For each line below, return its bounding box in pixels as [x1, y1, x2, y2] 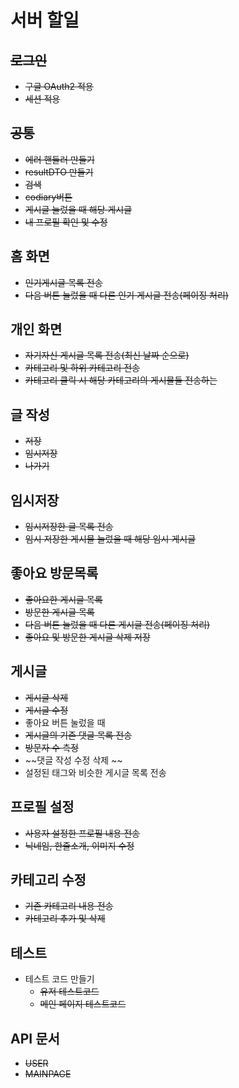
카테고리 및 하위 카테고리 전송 [24, 362, 140, 374]
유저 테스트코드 [39, 986, 100, 998]
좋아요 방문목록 [10, 565, 99, 582]
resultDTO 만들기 [24, 166, 94, 178]
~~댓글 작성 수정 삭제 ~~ [24, 754, 123, 766]
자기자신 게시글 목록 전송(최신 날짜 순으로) [24, 349, 190, 361]
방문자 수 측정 [24, 741, 79, 753]
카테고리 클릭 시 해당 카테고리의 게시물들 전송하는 [24, 374, 218, 386]
